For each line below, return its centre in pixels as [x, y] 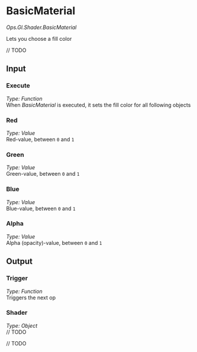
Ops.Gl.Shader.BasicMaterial [41, 27]
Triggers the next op [31, 298]
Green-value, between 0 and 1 [43, 174]
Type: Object [22, 325]
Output [19, 261]
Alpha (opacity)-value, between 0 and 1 [54, 243]
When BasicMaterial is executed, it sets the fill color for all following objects [98, 105]
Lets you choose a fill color [39, 38]
